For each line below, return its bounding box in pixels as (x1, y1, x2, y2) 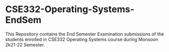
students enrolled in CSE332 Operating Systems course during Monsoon (5, 36, 158, 42)
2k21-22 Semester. (5, 41, 45, 47)
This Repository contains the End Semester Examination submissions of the (5, 31, 164, 37)
